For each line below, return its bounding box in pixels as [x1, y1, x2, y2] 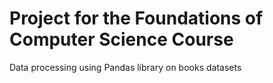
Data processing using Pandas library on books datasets [9, 61, 242, 73]
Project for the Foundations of [9, 7, 264, 30]
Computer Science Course [9, 28, 234, 51]
